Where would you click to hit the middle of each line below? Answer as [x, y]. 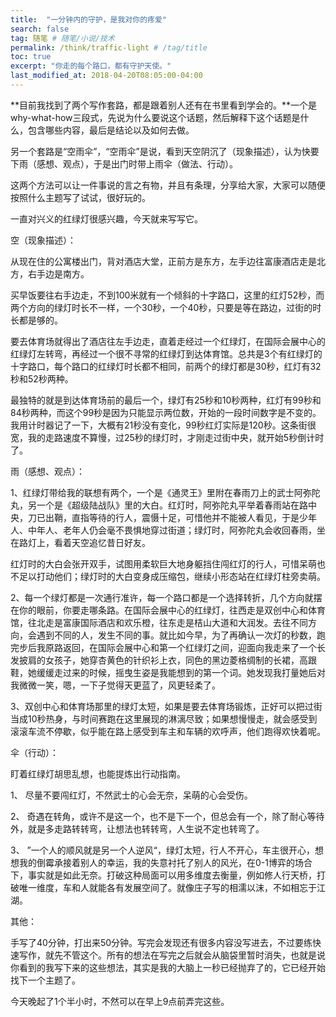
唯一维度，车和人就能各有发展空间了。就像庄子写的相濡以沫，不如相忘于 [167, 887]
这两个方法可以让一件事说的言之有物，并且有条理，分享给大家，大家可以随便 [168, 185]
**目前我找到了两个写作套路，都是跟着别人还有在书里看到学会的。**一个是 [164, 105]
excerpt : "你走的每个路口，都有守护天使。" [91, 66]
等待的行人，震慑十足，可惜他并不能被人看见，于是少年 [202, 517]
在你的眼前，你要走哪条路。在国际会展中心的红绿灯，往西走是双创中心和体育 [168, 610]
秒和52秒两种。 [42, 378]
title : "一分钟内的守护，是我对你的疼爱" [88, 19]
